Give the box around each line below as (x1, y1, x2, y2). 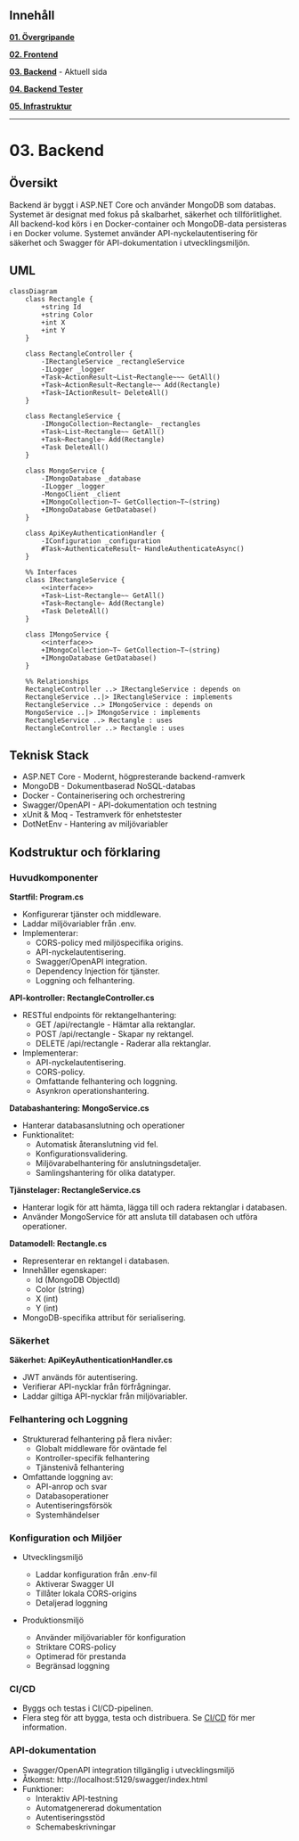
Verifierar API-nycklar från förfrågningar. (21, 1382, 172, 1393)
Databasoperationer (35, 1490, 109, 1501)
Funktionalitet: (21, 1130, 75, 1140)
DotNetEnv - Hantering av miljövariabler (21, 818, 169, 829)
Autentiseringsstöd (35, 1812, 105, 1822)
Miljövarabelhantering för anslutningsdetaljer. (35, 1158, 202, 1169)
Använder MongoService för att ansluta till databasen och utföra (21, 1212, 258, 1222)
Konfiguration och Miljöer (9, 1532, 123, 1544)
